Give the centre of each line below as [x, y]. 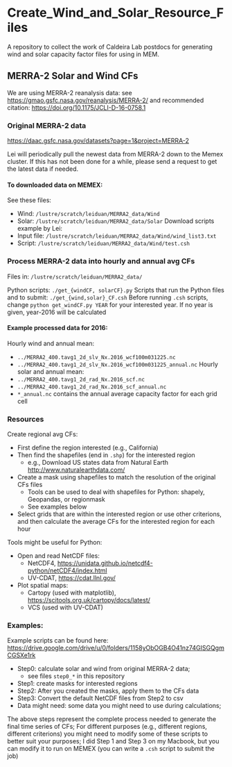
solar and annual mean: [51, 371]
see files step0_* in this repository [76, 676]
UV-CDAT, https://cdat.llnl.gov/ [72, 578]
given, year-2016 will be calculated [57, 312]
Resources [26, 419]
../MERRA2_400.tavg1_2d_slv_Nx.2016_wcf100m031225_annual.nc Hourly [117, 364]
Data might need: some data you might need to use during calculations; [119, 706]
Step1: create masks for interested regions [77, 684]
